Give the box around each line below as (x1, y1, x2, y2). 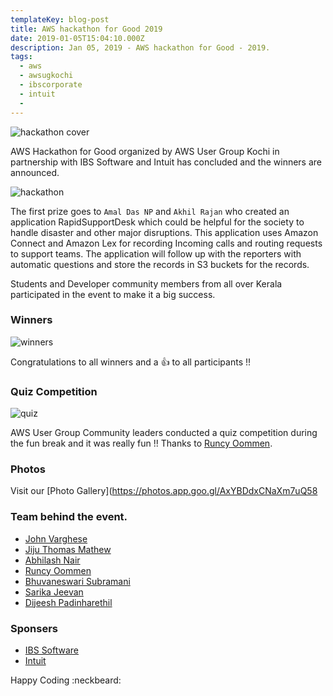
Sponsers (10, 621, 58, 635)
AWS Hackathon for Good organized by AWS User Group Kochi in (10, 145, 280, 157)
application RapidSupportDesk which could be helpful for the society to (10, 216, 305, 228)
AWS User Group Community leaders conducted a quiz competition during (10, 427, 318, 439)
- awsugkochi (19, 71, 74, 81)
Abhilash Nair (24, 554, 81, 566)
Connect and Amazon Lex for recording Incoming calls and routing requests (10, 237, 323, 249)
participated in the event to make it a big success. (10, 288, 216, 300)
